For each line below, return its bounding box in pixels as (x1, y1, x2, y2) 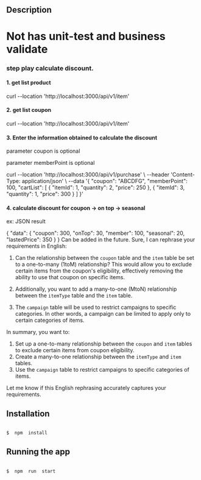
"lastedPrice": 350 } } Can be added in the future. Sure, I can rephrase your (6, 236, 196, 243)
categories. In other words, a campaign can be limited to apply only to (15, 310, 191, 318)
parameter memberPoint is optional (6, 159, 95, 167)
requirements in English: (6, 243, 67, 250)
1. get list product (6, 79, 51, 86)
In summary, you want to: (6, 329, 70, 336)
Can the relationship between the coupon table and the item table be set (15, 254, 194, 262)
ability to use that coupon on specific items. (15, 274, 125, 281)
